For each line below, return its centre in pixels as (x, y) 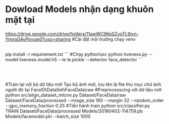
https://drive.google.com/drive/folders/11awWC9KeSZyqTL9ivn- (72, 34)
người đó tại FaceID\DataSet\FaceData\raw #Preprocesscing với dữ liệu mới (84, 89)
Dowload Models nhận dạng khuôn (79, 9)
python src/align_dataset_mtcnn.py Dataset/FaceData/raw (66, 95)
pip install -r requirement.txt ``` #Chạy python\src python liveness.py (76, 54)
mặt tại (20, 20)
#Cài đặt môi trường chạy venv (104, 39)
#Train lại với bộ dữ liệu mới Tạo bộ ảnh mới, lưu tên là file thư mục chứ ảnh (83, 84)
